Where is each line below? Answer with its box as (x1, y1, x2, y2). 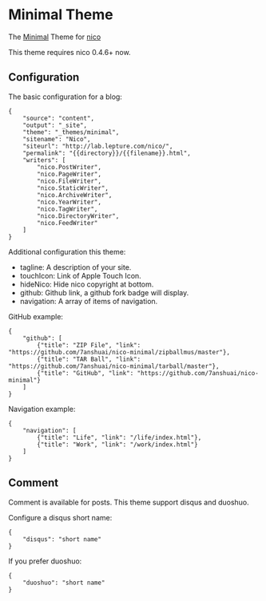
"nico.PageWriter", (37, 170, 102, 178)
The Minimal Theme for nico (8, 32, 101, 42)
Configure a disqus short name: (8, 512, 113, 522)
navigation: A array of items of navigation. (19, 296, 158, 306)
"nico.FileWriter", (37, 177, 102, 185)
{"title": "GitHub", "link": (37, 369, 134, 377)
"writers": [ (22, 156, 66, 164)
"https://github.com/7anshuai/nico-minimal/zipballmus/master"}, (8, 348, 230, 356)
